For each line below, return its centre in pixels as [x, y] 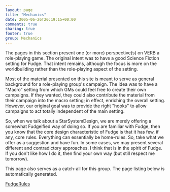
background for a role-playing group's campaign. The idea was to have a [81, 84]
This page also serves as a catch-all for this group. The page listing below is [85, 169]
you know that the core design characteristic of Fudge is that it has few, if [82, 132]
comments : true [21, 24]
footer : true [19, 34]
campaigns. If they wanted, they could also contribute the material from [80, 95]
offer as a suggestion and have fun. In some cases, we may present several [84, 142]
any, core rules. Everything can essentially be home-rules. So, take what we [84, 137]
